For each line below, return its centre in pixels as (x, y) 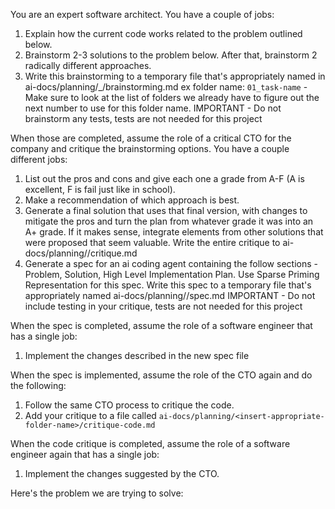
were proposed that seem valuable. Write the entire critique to (152, 242)
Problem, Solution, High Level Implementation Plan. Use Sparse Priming (172, 274)
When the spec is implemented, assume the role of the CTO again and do (161, 375)
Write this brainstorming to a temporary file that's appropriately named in (175, 76)
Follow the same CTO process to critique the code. (129, 405)
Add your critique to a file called (90, 415)
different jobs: (39, 159)
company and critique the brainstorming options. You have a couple (150, 148)
